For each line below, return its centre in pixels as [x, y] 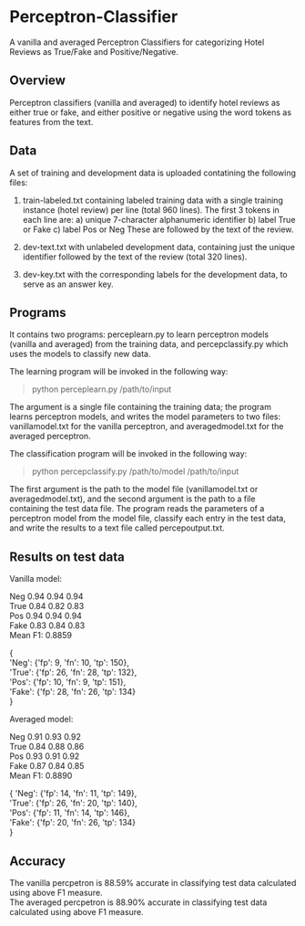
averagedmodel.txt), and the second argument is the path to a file [132, 499]
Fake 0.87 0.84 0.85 [47, 766]
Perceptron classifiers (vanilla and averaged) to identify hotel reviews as [145, 102]
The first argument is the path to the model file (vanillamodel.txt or [134, 489]
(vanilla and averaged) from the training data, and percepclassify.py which [149, 344]
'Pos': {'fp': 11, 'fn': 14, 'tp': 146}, [70, 813]
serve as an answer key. [68, 284]
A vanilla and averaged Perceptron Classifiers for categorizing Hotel [137, 42]
